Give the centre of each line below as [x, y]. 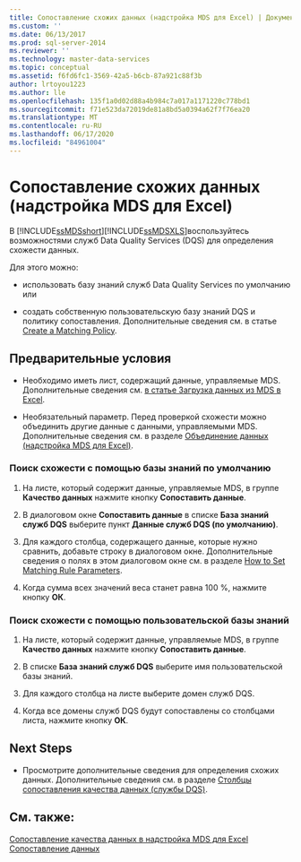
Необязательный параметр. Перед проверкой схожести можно [144, 417]
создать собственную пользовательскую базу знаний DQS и [138, 311]
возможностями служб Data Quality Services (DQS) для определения [142, 240]
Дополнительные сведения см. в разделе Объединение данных [145, 435]
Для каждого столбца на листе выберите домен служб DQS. [138, 694]
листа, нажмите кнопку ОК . [75, 720]
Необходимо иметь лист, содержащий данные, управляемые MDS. [151, 380]
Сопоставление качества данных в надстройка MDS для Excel [129, 839]
